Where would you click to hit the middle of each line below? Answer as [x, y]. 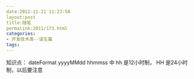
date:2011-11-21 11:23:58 [38, 12]
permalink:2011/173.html [37, 28]
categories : [21, 34]
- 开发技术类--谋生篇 [29, 39]
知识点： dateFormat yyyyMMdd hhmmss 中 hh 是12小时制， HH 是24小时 [97, 62]
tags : [13, 45]
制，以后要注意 [24, 69]
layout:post [21, 17]
